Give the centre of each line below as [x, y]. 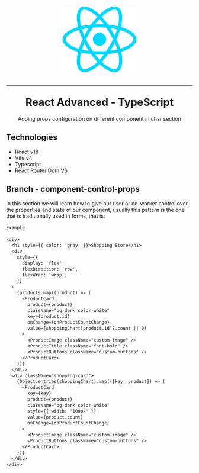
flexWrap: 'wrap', [44, 275]
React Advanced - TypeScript [99, 102]
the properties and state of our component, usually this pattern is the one [96, 210]
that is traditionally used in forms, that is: [56, 216]
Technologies [32, 138]
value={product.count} [55, 417]
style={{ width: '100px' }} [62, 411]
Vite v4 [23, 158]
